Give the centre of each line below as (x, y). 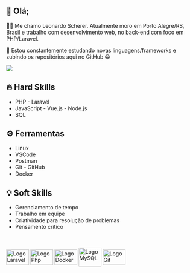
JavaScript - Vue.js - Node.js (51, 108)
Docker (24, 174)
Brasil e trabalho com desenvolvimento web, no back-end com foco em (95, 32)
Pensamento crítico (39, 227)
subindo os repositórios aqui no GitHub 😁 (58, 57)
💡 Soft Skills (29, 193)
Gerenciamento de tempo (47, 208)
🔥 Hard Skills (31, 87)
